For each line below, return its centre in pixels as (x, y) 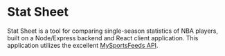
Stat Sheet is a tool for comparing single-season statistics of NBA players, (112, 31)
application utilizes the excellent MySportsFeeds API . (83, 45)
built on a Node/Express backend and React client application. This (103, 38)
